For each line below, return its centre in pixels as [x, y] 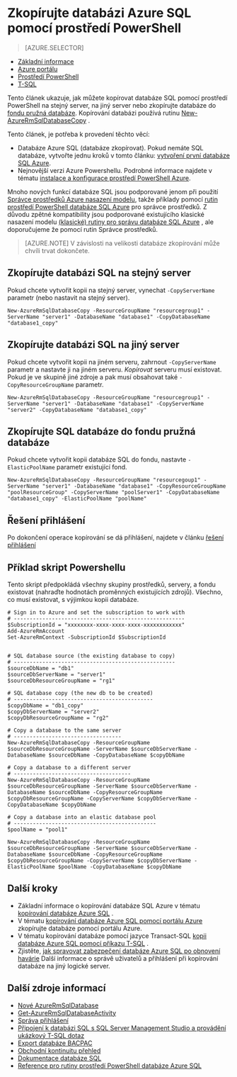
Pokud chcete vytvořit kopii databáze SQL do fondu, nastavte [97, 459]
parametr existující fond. [92, 467]
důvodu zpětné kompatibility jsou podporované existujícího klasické [106, 214]
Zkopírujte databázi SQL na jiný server [93, 345]
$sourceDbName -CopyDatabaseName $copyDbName [117, 755]
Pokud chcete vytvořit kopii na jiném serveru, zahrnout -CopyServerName [112, 362]
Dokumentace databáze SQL [59, 1058]
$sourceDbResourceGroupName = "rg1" [61, 681]
